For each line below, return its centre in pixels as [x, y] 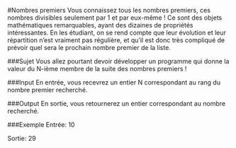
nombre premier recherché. [47, 90]
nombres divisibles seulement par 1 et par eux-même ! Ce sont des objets [115, 18]
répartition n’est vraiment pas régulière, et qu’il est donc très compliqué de [116, 40]
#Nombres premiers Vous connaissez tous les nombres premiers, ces [109, 10]
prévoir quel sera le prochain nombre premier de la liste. [89, 48]
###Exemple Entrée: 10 [41, 125]
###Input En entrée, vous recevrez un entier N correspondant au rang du [114, 82]
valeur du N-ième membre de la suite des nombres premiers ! [97, 69]
